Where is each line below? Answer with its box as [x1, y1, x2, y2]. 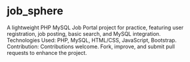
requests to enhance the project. [7, 49, 87, 56]
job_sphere [7, 4, 63, 18]
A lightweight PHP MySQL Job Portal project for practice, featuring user [7, 24, 184, 31]
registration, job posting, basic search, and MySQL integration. [7, 30, 161, 37]
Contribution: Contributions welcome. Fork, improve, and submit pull [7, 43, 175, 50]
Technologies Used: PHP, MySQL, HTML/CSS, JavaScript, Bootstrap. [7, 36, 177, 44]
